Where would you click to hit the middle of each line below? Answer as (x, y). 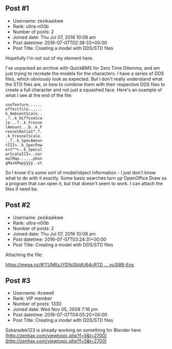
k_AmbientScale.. (24, 113)
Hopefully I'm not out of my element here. (50, 58)
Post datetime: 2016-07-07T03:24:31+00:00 (60, 239)
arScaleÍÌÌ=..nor (24, 154)
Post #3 (18, 281)
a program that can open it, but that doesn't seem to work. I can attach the (84, 183)
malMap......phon (24, 159)
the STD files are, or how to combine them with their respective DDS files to (85, 84)
